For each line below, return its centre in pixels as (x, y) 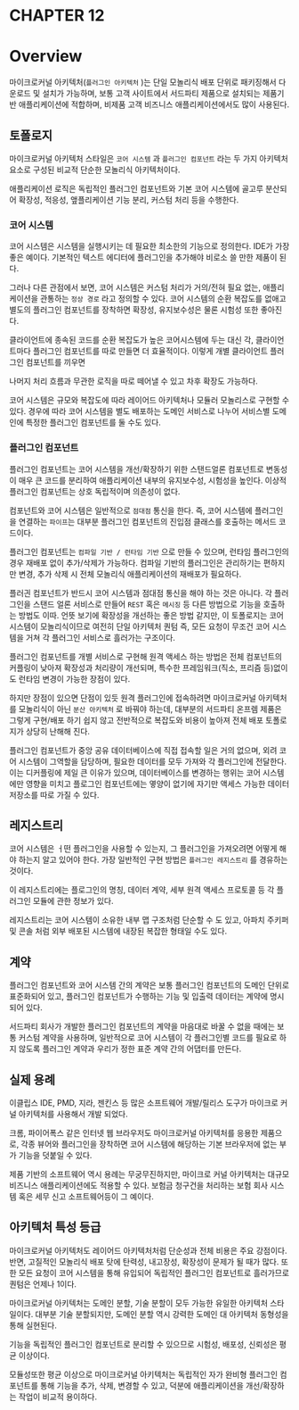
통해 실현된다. (33, 1325)
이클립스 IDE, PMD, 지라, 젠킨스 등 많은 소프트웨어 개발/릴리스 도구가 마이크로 (144, 1102)
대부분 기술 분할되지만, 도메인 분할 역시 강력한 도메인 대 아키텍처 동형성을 (162, 1314)
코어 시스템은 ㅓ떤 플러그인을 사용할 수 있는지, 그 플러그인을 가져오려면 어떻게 (143, 849)
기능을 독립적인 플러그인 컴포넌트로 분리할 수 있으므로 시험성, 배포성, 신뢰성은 (143, 1344)
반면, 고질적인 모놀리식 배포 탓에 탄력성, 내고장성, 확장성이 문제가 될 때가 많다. (144, 1261)
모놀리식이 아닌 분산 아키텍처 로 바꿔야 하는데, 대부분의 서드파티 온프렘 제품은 (150, 709)
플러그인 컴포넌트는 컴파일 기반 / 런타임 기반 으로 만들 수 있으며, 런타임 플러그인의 (149, 552)
